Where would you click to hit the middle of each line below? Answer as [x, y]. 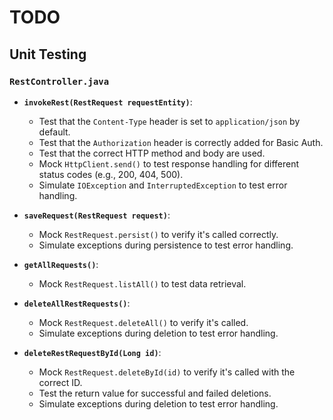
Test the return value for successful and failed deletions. [155, 393]
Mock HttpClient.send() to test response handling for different [169, 163]
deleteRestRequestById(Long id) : [92, 352]
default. [54, 132]
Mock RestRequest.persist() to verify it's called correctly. [158, 234]
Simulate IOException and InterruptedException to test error [163, 185]
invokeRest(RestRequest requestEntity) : [108, 102]
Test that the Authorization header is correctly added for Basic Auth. [181, 142]
